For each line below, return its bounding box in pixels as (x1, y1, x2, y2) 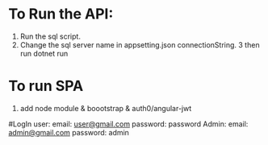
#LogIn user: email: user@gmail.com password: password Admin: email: (8, 118, 249, 129)
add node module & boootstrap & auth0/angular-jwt (19, 103, 192, 113)
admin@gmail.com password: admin (8, 127, 129, 137)
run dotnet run (19, 48, 69, 58)
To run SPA (8, 77, 84, 95)
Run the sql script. (19, 31, 81, 41)
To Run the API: (8, 5, 114, 23)
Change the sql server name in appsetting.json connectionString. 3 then (19, 39, 260, 49)
